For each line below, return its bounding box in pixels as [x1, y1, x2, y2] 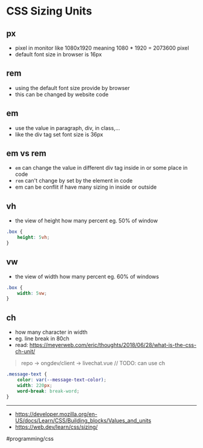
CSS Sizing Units [6, 4, 92, 18]
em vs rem [6, 148, 47, 158]
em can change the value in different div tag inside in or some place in [14, 164, 188, 172]
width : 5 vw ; [17, 290, 47, 296]
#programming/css [6, 435, 54, 442]
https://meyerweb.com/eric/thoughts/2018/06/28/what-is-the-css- [29, 342, 197, 349]
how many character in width [14, 328, 88, 336]
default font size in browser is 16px [14, 51, 102, 58]
